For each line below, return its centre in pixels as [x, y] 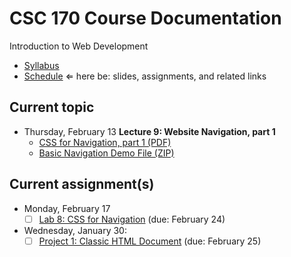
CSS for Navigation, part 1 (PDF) [105, 142]
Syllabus [41, 65]
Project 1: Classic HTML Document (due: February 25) [150, 241]
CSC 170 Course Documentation [145, 18]
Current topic [52, 107]
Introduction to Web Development [79, 46]
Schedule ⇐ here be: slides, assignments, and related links [145, 76]
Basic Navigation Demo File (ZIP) [106, 153]
